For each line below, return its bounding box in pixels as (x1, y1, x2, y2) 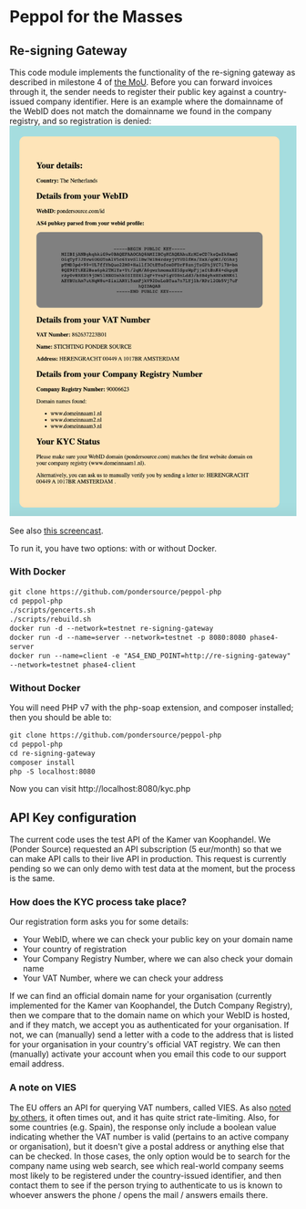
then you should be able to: (9, 712, 112, 723)
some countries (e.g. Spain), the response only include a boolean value (9, 1121, 277, 1132)
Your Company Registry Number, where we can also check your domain (22, 953, 293, 964)
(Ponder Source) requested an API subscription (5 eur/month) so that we (9, 843, 282, 855)
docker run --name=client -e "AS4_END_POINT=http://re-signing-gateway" (9, 651, 291, 660)
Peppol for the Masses (9, 6, 184, 27)
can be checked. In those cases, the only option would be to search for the (9, 1151, 291, 1162)
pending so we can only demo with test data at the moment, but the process (9, 863, 296, 874)
